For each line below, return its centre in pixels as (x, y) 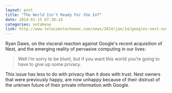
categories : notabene (28, 24)
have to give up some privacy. (49, 64)
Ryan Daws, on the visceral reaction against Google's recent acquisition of (84, 43)
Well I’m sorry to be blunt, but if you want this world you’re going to (89, 59)
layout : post (19, 10)
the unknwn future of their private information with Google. (67, 85)
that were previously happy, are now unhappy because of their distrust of (83, 80)
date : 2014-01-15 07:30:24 (34, 19)
